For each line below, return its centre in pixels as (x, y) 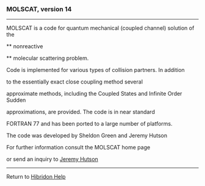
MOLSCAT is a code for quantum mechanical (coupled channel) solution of (100, 28)
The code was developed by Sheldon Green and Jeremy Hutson (87, 135)
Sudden (16, 100)
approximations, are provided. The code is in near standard (81, 112)
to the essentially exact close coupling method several (75, 82)
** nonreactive (25, 46)
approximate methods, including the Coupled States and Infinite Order (94, 94)
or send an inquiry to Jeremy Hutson (52, 159)
